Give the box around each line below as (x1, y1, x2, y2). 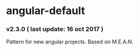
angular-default (6, 4, 85, 18)
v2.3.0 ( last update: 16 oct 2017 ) (6, 25, 104, 33)
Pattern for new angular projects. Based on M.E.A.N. (6, 38, 134, 45)
